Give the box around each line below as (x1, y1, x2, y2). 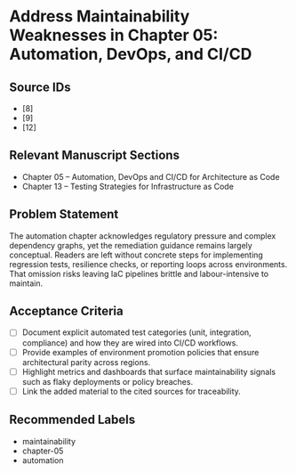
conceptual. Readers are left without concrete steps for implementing (9, 249, 264, 260)
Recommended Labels (9, 412, 136, 428)
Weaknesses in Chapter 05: (9, 25, 219, 45)
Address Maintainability (9, 6, 190, 27)
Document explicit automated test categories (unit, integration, (21, 327, 252, 338)
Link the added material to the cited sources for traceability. (21, 386, 242, 396)
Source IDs (9, 79, 71, 94)
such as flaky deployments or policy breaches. (21, 376, 194, 387)
